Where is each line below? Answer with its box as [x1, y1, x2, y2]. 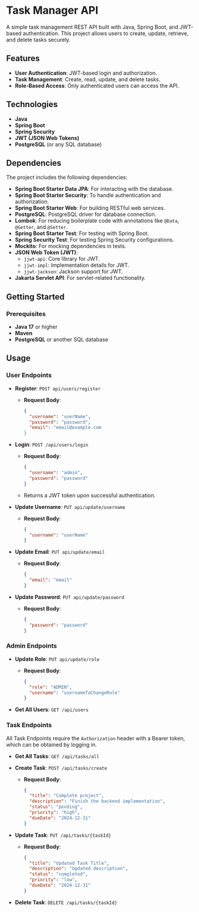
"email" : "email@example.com [29, 425, 102, 431]
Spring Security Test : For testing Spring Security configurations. [14, 236, 175, 243]
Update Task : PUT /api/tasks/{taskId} [14, 831, 111, 838]
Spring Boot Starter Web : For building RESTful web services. [14, 205, 166, 212]
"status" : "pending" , [29, 804, 83, 810]
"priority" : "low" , [29, 877, 77, 883]
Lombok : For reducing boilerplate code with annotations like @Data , [14, 217, 179, 224]
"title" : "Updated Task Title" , [29, 860, 110, 866]
